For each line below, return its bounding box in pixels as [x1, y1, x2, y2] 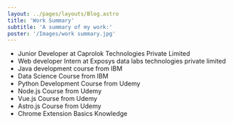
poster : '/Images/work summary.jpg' [7, 30, 116, 37]
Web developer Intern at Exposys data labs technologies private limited [17, 57, 226, 66]
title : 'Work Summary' [7, 17, 75, 24]
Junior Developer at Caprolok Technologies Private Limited [17, 49, 190, 58]
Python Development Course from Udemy [17, 79, 141, 88]
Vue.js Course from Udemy [17, 95, 98, 103]
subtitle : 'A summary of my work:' [7, 23, 113, 30]
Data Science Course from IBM [17, 72, 109, 81]
